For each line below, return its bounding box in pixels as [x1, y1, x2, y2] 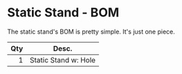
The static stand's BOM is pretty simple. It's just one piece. [7, 27, 175, 36]
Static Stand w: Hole [30, 55, 95, 64]
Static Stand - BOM [7, 5, 120, 21]
